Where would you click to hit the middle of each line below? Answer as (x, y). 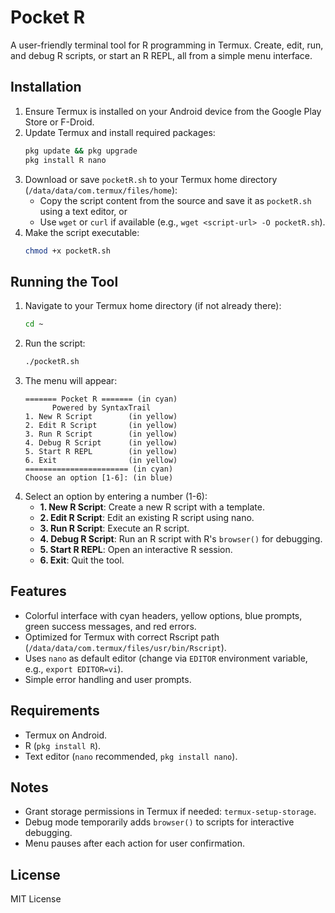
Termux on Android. (66, 735)
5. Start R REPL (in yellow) (101, 451)
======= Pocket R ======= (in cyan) (101, 399)
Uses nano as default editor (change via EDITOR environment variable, (166, 658)
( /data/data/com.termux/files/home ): (101, 190)
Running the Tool (64, 281)
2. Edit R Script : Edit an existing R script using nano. (147, 517)
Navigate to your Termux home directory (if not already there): (153, 306)
